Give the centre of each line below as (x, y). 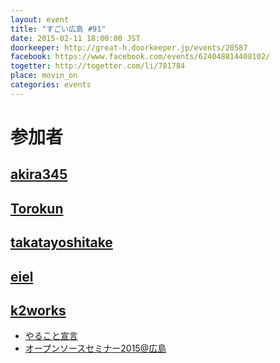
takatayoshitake (61, 242)
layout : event (40, 19)
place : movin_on (44, 76)
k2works (38, 310)
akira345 (39, 174)
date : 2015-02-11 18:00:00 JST (75, 38)
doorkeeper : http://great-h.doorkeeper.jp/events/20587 (129, 47)
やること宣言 (51, 336)
